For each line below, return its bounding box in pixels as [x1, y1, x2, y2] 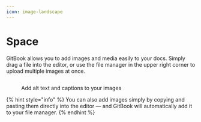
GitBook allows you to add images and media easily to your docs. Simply [6, 55, 186, 62]
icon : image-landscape [6, 8, 63, 15]
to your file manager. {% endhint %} [6, 109, 95, 116]
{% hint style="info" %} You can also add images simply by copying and [6, 96, 185, 103]
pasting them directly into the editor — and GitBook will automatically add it [6, 102, 193, 109]
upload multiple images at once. [6, 67, 86, 75]
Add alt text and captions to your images [21, 84, 122, 91]
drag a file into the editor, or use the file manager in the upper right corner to [6, 61, 196, 68]
